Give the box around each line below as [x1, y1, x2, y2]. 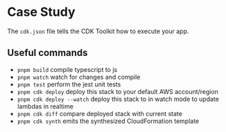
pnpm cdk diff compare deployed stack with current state [17, 109, 182, 117]
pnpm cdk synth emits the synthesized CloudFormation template [17, 117, 200, 125]
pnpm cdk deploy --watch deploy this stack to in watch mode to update [17, 95, 220, 103]
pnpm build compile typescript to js [17, 65, 118, 73]
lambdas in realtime [17, 102, 74, 111]
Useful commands [7, 47, 88, 59]
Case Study [7, 4, 76, 20]
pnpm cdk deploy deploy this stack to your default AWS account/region [17, 87, 218, 95]
